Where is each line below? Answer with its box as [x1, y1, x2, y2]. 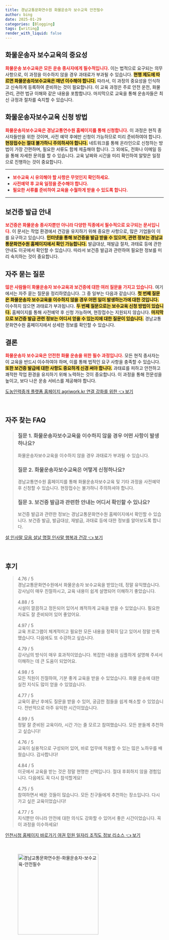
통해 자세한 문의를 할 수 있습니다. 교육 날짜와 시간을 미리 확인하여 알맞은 [10, 152, 151, 158]
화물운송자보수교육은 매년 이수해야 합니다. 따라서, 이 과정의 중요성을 [14, 78, 147, 84]
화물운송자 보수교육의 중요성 [5, 51, 88, 60]
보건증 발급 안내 [5, 208, 51, 216]
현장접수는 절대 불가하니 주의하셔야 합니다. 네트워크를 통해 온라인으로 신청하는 [5, 140, 158, 146]
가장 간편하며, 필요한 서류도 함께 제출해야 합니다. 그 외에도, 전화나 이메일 [14, 146, 157, 152]
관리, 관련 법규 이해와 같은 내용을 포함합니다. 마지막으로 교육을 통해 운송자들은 [5, 90, 158, 96]
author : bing [5, 12, 33, 17]
